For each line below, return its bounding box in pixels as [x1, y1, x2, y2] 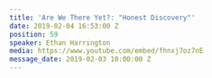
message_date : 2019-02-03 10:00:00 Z [9, 55, 152, 64]
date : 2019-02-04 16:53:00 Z [9, 22, 119, 30]
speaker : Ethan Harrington [9, 38, 111, 48]
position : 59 [9, 30, 59, 39]
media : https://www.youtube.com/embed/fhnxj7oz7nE [9, 47, 204, 56]
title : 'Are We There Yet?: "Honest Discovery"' [9, 13, 196, 22]
